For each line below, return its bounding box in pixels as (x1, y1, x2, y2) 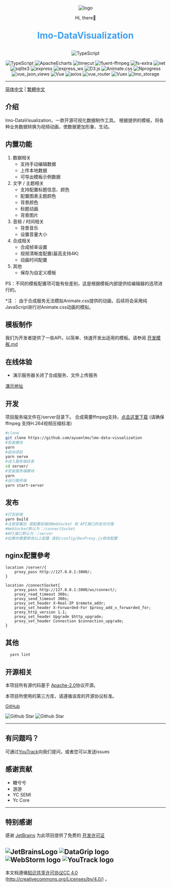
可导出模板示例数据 (20, 174, 61, 180)
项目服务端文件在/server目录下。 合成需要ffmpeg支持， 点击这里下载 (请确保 (5, 414, 164, 420)
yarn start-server (5, 483, 44, 488)
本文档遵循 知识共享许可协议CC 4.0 (5, 870, 78, 876)
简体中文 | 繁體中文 (5, 86, 45, 92)
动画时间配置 (20, 256, 47, 263)
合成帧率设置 (20, 244, 47, 250)
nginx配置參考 (5, 551, 51, 560)
